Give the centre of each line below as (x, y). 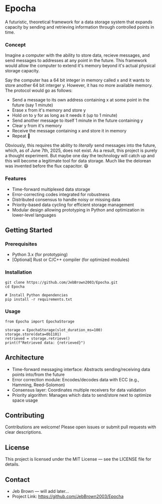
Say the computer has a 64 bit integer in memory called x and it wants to (77, 80)
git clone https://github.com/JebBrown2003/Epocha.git (61, 282)
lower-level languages (34, 215)
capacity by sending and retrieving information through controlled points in (80, 27)
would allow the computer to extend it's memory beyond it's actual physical (80, 65)
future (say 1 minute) (32, 105)
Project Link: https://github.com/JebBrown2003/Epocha (68, 496)
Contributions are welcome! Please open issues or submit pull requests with (81, 427)
